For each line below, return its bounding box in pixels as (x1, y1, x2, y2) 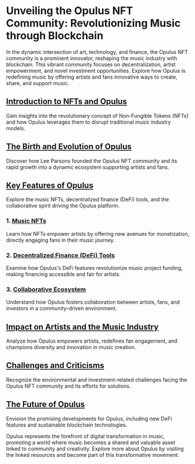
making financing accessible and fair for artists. (6, 270, 121, 277)
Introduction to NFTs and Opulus (6, 97, 127, 107)
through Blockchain (6, 29, 104, 42)
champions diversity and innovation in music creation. (6, 344, 136, 351)
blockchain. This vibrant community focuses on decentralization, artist (6, 60, 176, 68)
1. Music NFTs (6, 217, 47, 225)
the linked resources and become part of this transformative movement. (6, 451, 180, 458)
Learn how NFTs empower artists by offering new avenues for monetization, (6, 230, 190, 237)
